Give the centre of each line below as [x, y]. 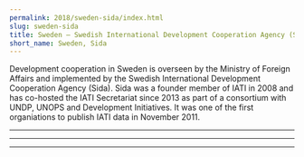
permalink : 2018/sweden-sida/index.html [87, 18]
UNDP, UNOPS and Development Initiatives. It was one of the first [132, 108]
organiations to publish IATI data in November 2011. [105, 117]
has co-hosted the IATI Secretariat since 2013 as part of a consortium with [148, 98]
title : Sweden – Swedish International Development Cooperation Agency [147, 34]
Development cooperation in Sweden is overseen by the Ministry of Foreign [150, 69]
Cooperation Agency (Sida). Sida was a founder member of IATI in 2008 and [152, 88]
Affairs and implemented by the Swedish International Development [135, 79]
